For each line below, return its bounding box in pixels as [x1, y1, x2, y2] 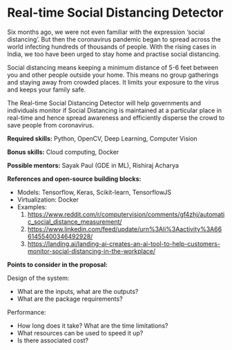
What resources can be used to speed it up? [17, 329, 144, 337]
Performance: [7, 308, 46, 316]
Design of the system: [7, 274, 70, 282]
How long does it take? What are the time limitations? [17, 321, 168, 330]
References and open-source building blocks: [7, 175, 142, 183]
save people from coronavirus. [7, 121, 95, 129]
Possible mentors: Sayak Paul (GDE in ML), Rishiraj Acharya [7, 161, 180, 169]
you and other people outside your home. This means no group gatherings [7, 71, 219, 79]
